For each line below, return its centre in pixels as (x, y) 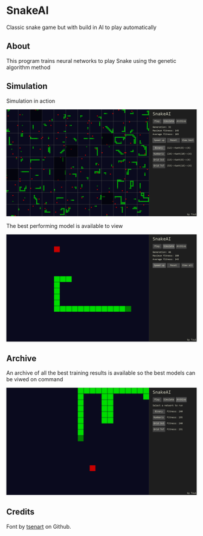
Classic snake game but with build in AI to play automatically (82, 27)
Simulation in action (31, 101)
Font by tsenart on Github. (39, 526)
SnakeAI (28, 11)
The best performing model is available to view (65, 226)
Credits (21, 512)
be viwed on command (35, 379)
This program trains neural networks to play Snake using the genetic (91, 60)
